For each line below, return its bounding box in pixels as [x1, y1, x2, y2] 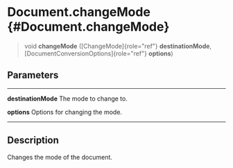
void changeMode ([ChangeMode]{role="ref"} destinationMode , [24, 42, 212, 50]
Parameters [7, 69, 59, 81]
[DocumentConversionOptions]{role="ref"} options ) [24, 49, 173, 58]
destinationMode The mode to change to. [7, 94, 128, 103]
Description [7, 135, 59, 146]
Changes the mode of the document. [7, 153, 113, 161]
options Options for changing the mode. [7, 108, 123, 116]
